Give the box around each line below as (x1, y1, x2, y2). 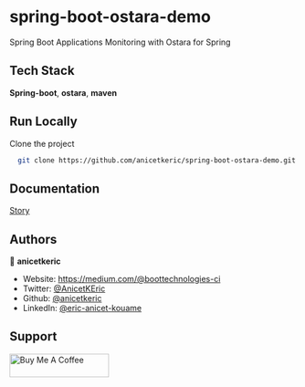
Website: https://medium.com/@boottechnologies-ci (22, 274, 221, 285)
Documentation (9, 181, 100, 196)
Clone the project (9, 138, 75, 149)
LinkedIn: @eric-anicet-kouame (22, 303, 142, 314)
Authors (9, 231, 58, 247)
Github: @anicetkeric (22, 293, 102, 304)
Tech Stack (9, 63, 75, 78)
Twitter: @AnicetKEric (22, 283, 106, 294)
